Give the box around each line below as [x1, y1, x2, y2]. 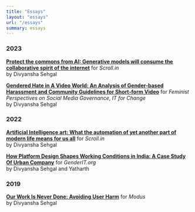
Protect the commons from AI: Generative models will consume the [6, 58, 173, 65]
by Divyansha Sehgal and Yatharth [6, 165, 90, 172]
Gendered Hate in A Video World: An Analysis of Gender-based [6, 82, 164, 89]
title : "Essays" [6, 8, 46, 15]
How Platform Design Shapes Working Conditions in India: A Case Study [6, 153, 186, 160]
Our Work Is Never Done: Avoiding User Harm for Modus [6, 193, 146, 200]
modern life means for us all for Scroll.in [6, 135, 105, 142]
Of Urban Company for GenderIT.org [6, 158, 96, 165]
